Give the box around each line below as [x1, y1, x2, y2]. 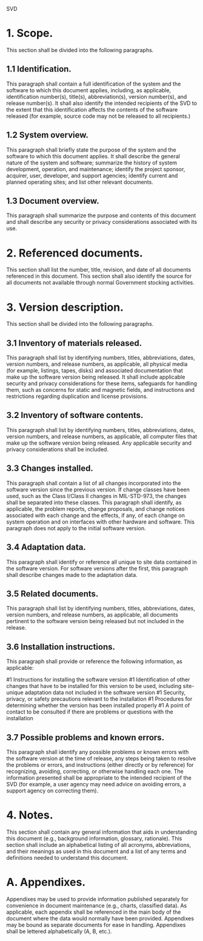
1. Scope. [6, 27, 53, 40]
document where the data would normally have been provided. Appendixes [6, 914, 195, 922]
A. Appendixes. [6, 875, 86, 889]
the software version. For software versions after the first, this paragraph [6, 564, 188, 572]
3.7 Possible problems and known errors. [6, 732, 165, 743]
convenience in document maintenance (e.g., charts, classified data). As [6, 902, 187, 909]
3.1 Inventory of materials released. [6, 338, 142, 348]
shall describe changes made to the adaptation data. [6, 571, 138, 578]
